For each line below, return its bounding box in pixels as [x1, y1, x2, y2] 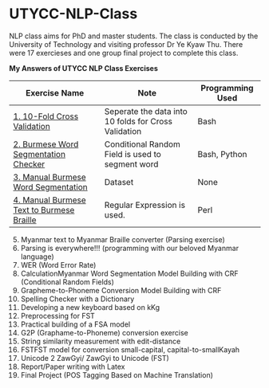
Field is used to [104, 148, 162, 159]
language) [20, 252, 54, 261]
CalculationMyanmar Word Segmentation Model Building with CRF [20, 268, 239, 278]
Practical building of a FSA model [20, 319, 131, 329]
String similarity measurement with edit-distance [20, 336, 181, 346]
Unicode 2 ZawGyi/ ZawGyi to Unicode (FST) [20, 353, 170, 363]
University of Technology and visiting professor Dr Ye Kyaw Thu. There [9, 39, 243, 49]
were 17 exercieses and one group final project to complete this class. [9, 48, 239, 57]
